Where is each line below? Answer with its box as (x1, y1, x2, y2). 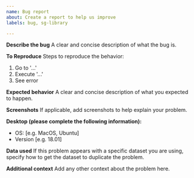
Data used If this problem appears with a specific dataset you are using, (6, 147, 184, 155)
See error (14, 77, 39, 84)
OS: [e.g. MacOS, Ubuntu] (14, 129, 79, 137)
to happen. (6, 95, 33, 102)
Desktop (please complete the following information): (6, 118, 142, 125)
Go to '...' (14, 64, 37, 71)
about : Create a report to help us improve (6, 14, 116, 20)
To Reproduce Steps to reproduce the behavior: (6, 53, 124, 60)
